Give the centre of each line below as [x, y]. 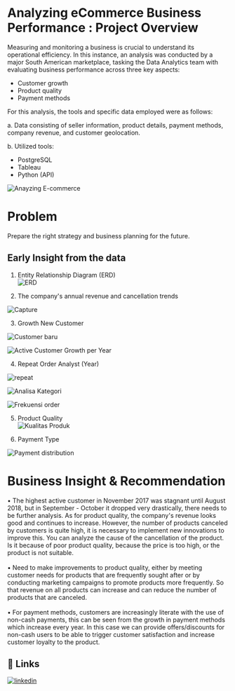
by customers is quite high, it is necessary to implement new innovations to [116, 530]
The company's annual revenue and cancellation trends [98, 296]
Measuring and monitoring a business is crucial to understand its [101, 47]
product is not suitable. [40, 552]
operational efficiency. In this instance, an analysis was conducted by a [110, 55]
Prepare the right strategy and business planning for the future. [99, 235]
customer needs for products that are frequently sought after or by [103, 575]
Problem [32, 217]
